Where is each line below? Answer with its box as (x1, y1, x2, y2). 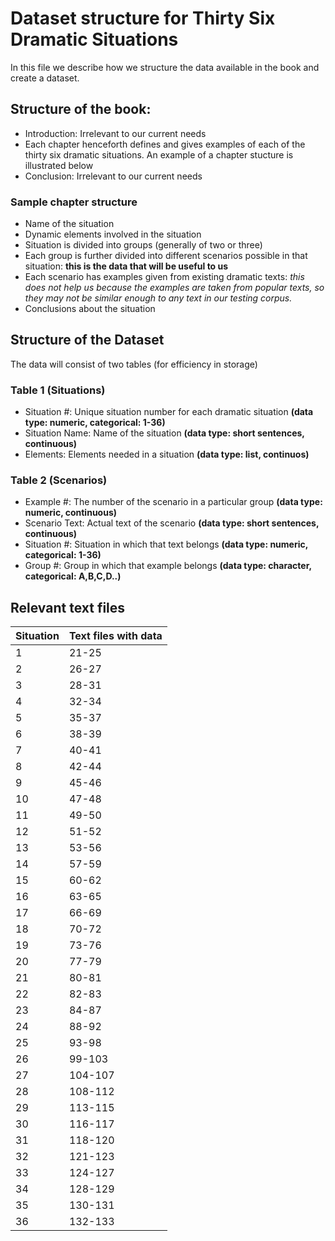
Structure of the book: (10, 101, 152, 118)
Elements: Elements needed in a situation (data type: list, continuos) (24, 448, 310, 461)
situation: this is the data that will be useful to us (24, 260, 229, 272)
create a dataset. (10, 72, 80, 84)
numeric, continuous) (24, 507, 118, 519)
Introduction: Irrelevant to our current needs (24, 127, 207, 139)
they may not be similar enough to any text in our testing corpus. (24, 292, 293, 304)
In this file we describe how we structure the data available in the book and (10, 61, 320, 73)
